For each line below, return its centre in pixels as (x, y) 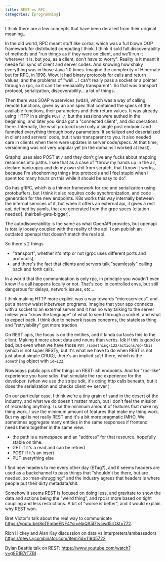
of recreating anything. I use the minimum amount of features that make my (82, 406)
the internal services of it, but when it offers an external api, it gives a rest (80, 203)
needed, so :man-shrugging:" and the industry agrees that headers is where (83, 478)
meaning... (16, 34)
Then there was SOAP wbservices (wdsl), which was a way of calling (75, 100)
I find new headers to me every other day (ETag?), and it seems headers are (83, 467)
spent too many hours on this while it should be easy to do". (66, 178)
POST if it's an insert (33, 453)
